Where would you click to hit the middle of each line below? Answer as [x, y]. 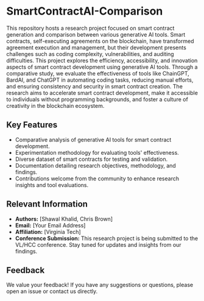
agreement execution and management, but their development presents [97, 48]
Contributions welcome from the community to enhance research [97, 179]
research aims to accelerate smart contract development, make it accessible [102, 93]
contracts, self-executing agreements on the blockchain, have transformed [100, 41]
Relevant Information [47, 204]
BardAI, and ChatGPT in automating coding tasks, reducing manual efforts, [100, 80]
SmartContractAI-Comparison [85, 11]
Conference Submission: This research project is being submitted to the [107, 238]
